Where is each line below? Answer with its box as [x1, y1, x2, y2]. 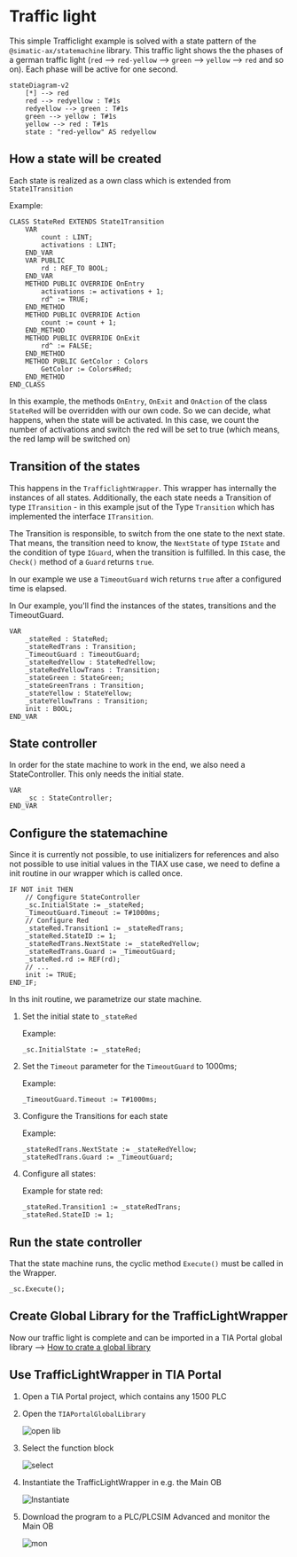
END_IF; [9, 978, 38, 988]
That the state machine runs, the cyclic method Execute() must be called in [9, 1258, 284, 1269]
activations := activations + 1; [41, 286, 165, 296]
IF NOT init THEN [9, 885, 74, 895]
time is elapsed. [9, 583, 67, 593]
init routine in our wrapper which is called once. [9, 868, 184, 879]
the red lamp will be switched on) [9, 433, 131, 444]
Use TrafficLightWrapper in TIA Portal [9, 1367, 222, 1382]
